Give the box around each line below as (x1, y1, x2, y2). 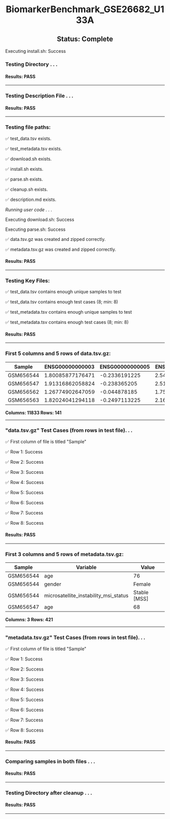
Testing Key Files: (5, 277, 50, 284)
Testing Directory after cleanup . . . (5, 789, 93, 796)
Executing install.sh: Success (5, 48, 66, 54)
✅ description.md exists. (5, 196, 57, 202)
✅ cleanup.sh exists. (5, 186, 48, 192)
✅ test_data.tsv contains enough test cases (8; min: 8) (5, 299, 118, 305)
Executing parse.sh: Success (5, 226, 66, 232)
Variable (75, 564, 97, 571)
